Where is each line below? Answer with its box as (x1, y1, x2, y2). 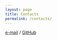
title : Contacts (5, 12, 39, 17)
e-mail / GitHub (5, 30, 37, 36)
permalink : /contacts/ (5, 16, 52, 21)
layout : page (5, 7, 32, 12)
